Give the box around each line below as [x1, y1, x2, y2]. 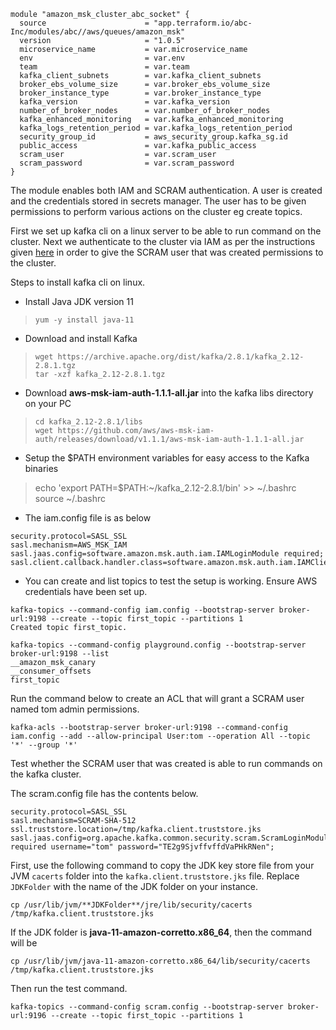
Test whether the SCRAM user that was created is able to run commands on [10, 758, 323, 769]
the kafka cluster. [10, 768, 82, 780]
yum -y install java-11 [34, 315, 135, 325]
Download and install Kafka [24, 333, 138, 344]
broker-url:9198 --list [10, 649, 110, 659]
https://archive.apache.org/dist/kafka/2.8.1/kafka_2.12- [57, 352, 305, 362]
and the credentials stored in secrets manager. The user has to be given [10, 195, 307, 207]
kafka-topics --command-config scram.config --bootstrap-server [10, 1002, 284, 1012]
